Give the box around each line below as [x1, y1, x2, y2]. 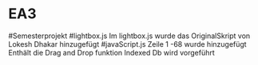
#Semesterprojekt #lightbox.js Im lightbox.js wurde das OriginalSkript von [8, 31, 251, 40]
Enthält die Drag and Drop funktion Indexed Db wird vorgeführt [8, 48, 216, 57]
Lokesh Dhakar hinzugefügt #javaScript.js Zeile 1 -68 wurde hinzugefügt [8, 39, 247, 48]
